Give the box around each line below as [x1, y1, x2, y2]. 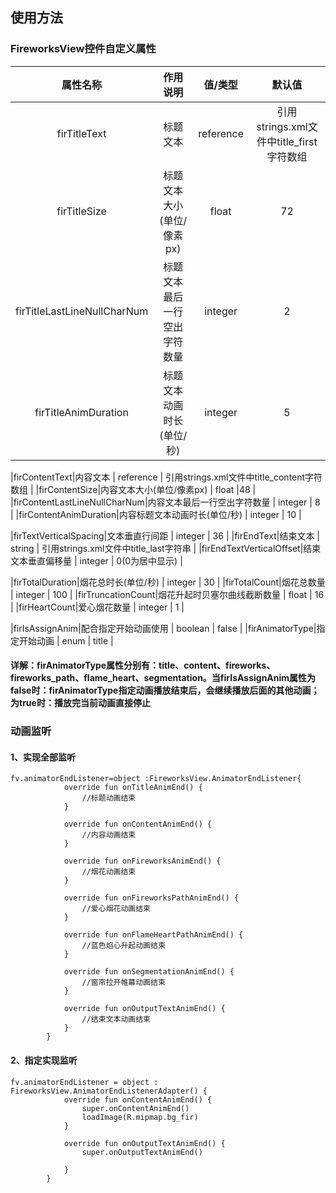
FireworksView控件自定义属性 [10, 42, 157, 56]
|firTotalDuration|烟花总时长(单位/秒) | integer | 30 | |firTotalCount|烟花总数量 [10, 576, 326, 588]
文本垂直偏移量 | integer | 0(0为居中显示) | [10, 554, 183, 567]
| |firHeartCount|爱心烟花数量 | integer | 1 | [10, 601, 185, 613]
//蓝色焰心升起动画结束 [81, 941, 166, 951]
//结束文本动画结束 [81, 1014, 151, 1025]
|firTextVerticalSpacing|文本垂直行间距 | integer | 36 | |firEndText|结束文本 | [10, 529, 320, 542]
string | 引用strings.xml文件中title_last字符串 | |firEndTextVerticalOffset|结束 [10, 542, 322, 554]
